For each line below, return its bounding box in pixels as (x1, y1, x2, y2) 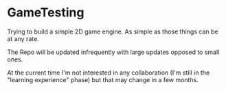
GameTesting (7, 5, 84, 21)
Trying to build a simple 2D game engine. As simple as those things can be (7, 27, 218, 36)
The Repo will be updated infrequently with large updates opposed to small (7, 48, 220, 56)
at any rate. (7, 34, 39, 42)
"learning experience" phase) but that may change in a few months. (7, 75, 199, 83)
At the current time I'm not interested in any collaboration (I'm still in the (7, 68, 210, 77)
